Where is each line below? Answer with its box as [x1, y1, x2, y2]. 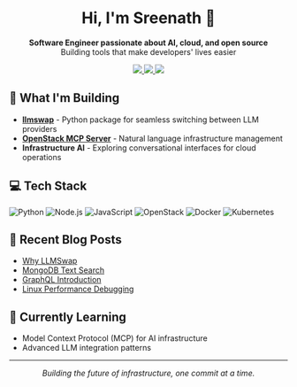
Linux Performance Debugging [21, 283, 134, 295]
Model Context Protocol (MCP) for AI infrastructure [21, 333, 208, 344]
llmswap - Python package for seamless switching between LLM [21, 114, 259, 125]
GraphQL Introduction [21, 275, 102, 285]
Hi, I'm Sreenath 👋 [80, 8, 217, 28]
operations [21, 151, 62, 162]
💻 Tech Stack [9, 179, 88, 194]
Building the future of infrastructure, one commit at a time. [42, 368, 255, 379]
